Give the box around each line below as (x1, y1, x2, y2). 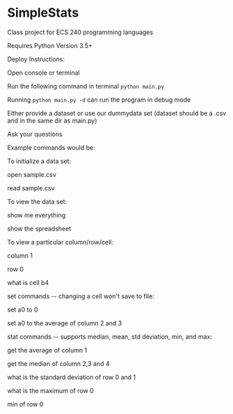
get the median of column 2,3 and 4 (7, 359, 110, 367)
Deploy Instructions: (7, 54, 65, 63)
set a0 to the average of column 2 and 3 (7, 319, 122, 327)
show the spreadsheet (7, 224, 72, 233)
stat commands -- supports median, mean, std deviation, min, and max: (7, 332, 212, 341)
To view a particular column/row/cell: (7, 238, 113, 246)
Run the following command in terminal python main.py (7, 82, 165, 90)
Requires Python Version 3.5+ (7, 41, 93, 49)
